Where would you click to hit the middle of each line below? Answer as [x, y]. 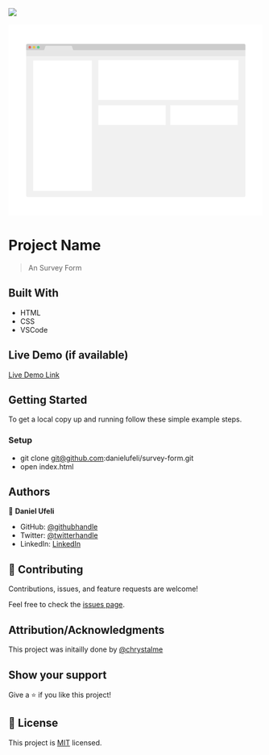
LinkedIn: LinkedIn [50, 544]
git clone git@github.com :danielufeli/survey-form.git [107, 458]
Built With [33, 294]
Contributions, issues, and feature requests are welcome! [103, 589]
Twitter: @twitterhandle [59, 535]
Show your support [58, 675]
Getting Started [48, 400]
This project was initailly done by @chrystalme [86, 649]
